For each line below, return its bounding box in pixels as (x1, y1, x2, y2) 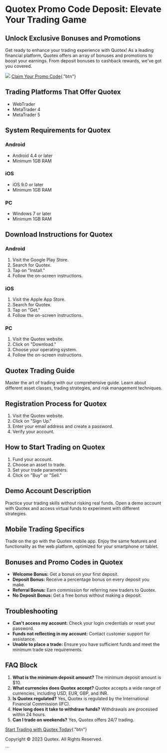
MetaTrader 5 (12, 111, 40, 118)
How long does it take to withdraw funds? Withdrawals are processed (12, 706, 158, 712)
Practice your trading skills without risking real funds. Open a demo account (5, 500, 161, 506)
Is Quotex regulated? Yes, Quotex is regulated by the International (12, 695, 149, 702)
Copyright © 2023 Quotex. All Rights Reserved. (5, 736, 103, 742)
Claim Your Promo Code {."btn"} (11, 73, 76, 79)
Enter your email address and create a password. (12, 423, 114, 429)
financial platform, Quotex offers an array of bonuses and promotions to (5, 52, 153, 58)
